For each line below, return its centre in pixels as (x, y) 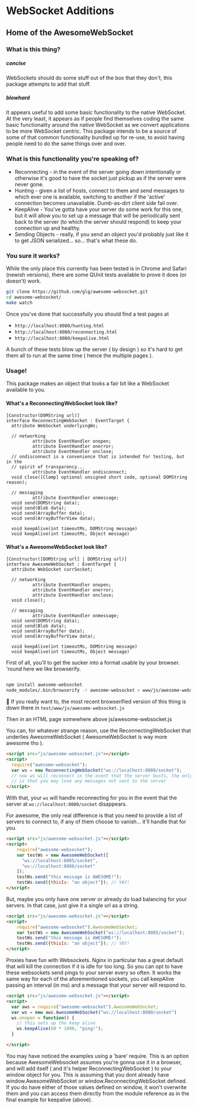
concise (16, 63)
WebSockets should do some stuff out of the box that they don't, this (89, 78)
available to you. (26, 390)
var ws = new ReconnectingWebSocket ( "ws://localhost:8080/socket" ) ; (97, 770)
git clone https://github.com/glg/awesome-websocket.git (77, 292)
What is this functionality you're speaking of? (72, 159)
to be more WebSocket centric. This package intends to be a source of (91, 131)
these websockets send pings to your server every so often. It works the (94, 973)
